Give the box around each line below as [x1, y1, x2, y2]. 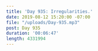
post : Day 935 [6, 25, 41, 31]
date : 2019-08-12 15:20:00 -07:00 [6, 14, 91, 20]
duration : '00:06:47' [6, 30, 59, 36]
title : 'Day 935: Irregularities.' [6, 8, 93, 15]
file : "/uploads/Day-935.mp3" [6, 19, 80, 25]
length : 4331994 [6, 36, 46, 42]
